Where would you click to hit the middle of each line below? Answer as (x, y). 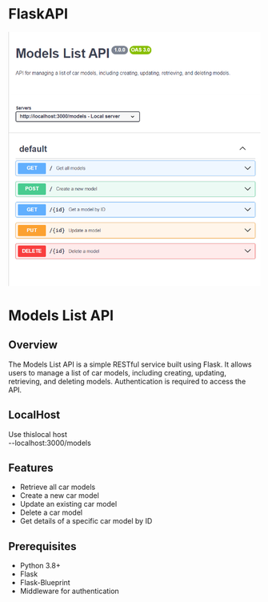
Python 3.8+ (40, 566)
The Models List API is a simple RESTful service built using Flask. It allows (130, 364)
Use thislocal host (38, 434)
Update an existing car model (68, 504)
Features (31, 468)
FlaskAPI (38, 14)
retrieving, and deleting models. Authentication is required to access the (127, 381)
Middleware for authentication (70, 591)
